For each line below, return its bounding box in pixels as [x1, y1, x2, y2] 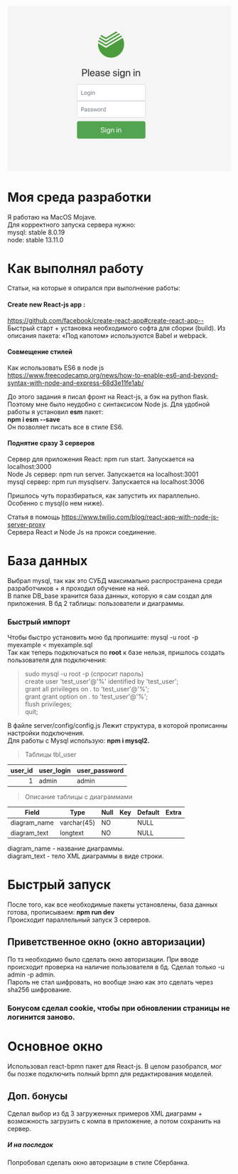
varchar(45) [60, 818, 96, 827]
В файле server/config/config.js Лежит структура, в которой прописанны [7, 721, 228, 730]
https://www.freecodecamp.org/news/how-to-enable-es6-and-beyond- [7, 371, 219, 379]
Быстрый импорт [7, 617, 71, 627]
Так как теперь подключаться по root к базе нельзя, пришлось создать [7, 648, 225, 657]
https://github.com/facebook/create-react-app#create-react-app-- [7, 316, 205, 324]
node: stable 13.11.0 [7, 235, 64, 244]
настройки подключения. [7, 729, 85, 738]
